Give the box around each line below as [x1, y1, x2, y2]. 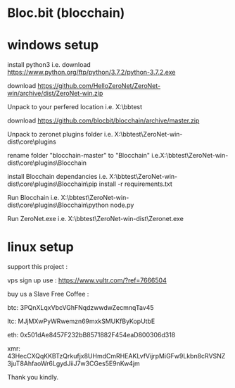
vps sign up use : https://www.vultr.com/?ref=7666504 [7, 276, 167, 284]
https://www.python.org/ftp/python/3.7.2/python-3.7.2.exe [7, 68, 176, 77]
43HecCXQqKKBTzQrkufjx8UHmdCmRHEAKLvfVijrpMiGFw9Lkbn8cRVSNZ [7, 352, 226, 361]
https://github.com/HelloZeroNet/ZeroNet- [37, 82, 161, 90]
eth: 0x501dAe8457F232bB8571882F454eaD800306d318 [7, 331, 176, 339]
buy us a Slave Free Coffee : [7, 290, 89, 299]
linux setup [7, 239, 74, 255]
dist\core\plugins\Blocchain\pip [7, 180, 98, 188]
